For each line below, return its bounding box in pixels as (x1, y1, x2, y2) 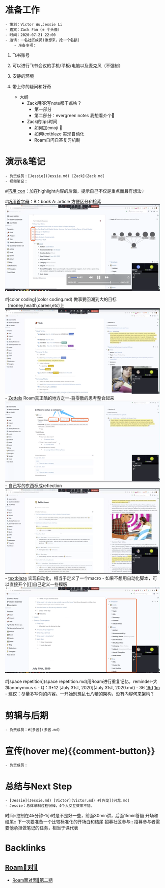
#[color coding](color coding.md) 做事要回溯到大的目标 (5, 296, 117, 303)
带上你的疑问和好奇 (12, 83, 52, 89)
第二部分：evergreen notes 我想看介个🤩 (34, 112, 114, 118)
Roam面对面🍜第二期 (12, 877, 53, 883)
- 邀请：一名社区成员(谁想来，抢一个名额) (5, 37, 80, 42)
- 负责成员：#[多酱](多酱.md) (5, 728, 60, 733)
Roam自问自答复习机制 (34, 137, 81, 143)
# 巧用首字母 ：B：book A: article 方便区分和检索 (5, 198, 102, 204)
